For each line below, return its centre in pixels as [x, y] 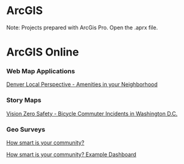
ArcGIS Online [43, 52]
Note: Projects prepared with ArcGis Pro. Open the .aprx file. [82, 27]
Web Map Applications [41, 71]
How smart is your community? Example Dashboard [71, 155]
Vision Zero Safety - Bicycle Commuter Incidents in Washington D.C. [92, 113]
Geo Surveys [26, 129]
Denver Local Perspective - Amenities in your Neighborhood [82, 84]
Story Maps [24, 100]
